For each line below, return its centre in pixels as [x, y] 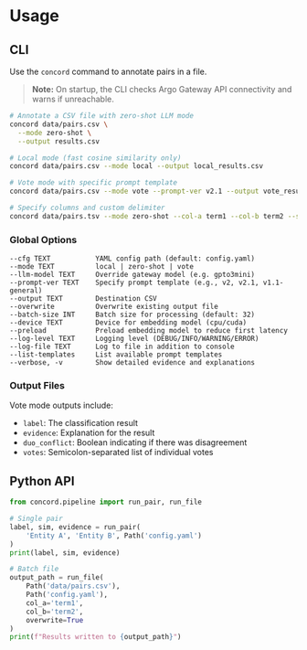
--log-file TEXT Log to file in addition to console [122, 347]
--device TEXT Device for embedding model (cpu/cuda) [128, 323]
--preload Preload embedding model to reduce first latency [148, 331]
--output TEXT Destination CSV [83, 299]
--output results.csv [59, 141]
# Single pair [37, 519]
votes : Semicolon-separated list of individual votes [118, 453]
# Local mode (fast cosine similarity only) [95, 158]
